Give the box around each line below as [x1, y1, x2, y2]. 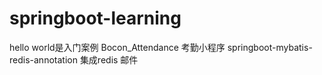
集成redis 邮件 [79, 53, 139, 66]
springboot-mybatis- [227, 41, 313, 53]
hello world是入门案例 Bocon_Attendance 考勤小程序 [9, 41, 226, 53]
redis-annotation [9, 53, 78, 66]
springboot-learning [9, 7, 182, 30]
